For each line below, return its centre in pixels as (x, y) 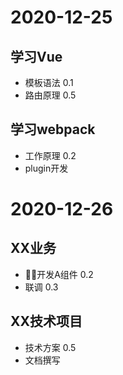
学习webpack (53, 129)
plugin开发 (46, 168)
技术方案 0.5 (50, 347)
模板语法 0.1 (49, 82)
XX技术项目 (46, 321)
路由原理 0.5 (50, 95)
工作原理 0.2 (50, 155)
